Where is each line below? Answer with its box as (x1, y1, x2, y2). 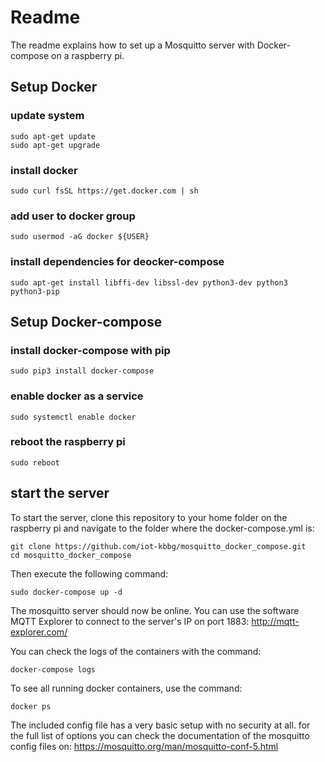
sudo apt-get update (10, 131, 97, 141)
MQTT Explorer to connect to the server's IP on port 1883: (10, 615, 250, 627)
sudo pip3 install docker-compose (10, 366, 155, 376)
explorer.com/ (10, 626, 68, 638)
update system (10, 109, 85, 123)
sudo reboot (10, 457, 60, 468)
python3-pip (10, 286, 60, 296)
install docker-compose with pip (10, 343, 171, 357)
